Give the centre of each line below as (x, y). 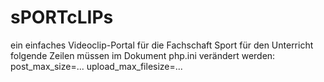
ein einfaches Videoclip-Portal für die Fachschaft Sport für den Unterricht (162, 45)
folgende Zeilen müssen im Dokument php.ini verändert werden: (143, 55)
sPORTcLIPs (62, 17)
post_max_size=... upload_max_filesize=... (96, 66)
